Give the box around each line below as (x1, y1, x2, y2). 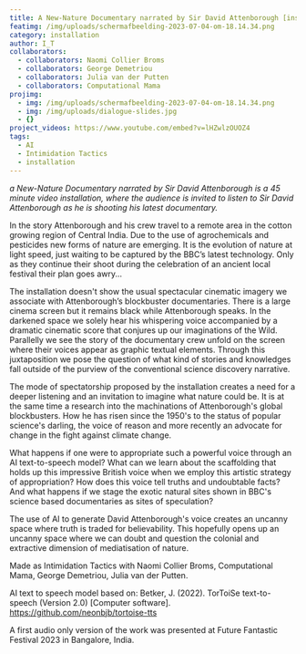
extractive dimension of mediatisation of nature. (9, 542, 189, 553)
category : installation (9, 30, 100, 39)
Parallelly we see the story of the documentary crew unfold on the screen (9, 334, 285, 345)
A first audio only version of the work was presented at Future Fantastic (9, 624, 279, 635)
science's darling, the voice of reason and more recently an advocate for (9, 420, 282, 431)
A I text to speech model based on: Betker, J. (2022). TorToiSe (9, 587, 240, 598)
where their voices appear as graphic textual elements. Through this (9, 344, 266, 355)
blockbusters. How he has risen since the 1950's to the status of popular (9, 410, 281, 420)
